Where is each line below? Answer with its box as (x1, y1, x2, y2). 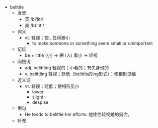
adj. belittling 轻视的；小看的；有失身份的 (24, 65, 109, 71)
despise (32, 99, 49, 105)
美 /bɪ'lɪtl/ (24, 22, 45, 28)
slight (32, 94, 44, 100)
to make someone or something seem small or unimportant (32, 41, 153, 46)
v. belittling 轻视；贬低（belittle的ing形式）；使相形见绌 (24, 71, 136, 77)
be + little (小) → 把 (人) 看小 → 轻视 (24, 52, 98, 58)
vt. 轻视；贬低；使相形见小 (24, 84, 79, 89)
